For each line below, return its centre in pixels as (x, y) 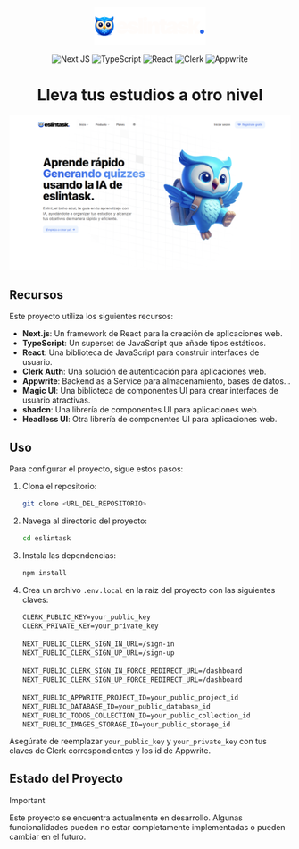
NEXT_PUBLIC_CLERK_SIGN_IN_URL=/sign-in (98, 644)
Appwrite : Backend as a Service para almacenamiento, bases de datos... (156, 381)
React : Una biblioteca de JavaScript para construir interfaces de (141, 352)
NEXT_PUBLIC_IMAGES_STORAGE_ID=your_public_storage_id (126, 724)
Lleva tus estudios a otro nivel (150, 94)
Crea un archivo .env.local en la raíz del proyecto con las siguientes (149, 590)
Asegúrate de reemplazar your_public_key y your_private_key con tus (138, 741)
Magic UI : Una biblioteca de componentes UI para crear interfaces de (150, 391)
